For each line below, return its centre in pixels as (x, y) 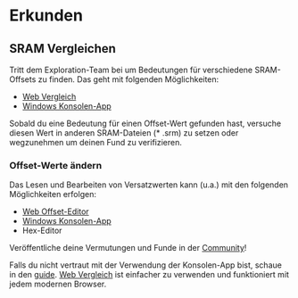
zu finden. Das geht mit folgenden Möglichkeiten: (128, 79)
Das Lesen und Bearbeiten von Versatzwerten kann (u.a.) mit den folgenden (149, 185)
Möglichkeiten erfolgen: (53, 195)
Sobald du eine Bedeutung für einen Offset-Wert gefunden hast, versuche (145, 123)
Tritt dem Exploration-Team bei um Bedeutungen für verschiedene (131, 70)
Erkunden (46, 16)
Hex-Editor (42, 231)
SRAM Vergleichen (62, 49)
